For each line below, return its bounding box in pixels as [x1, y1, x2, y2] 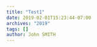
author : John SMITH [6, 32, 56, 38]
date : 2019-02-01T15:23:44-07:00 [6, 15, 92, 21]
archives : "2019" [6, 20, 51, 26]
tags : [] [6, 26, 29, 32]
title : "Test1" [6, 9, 45, 15]
